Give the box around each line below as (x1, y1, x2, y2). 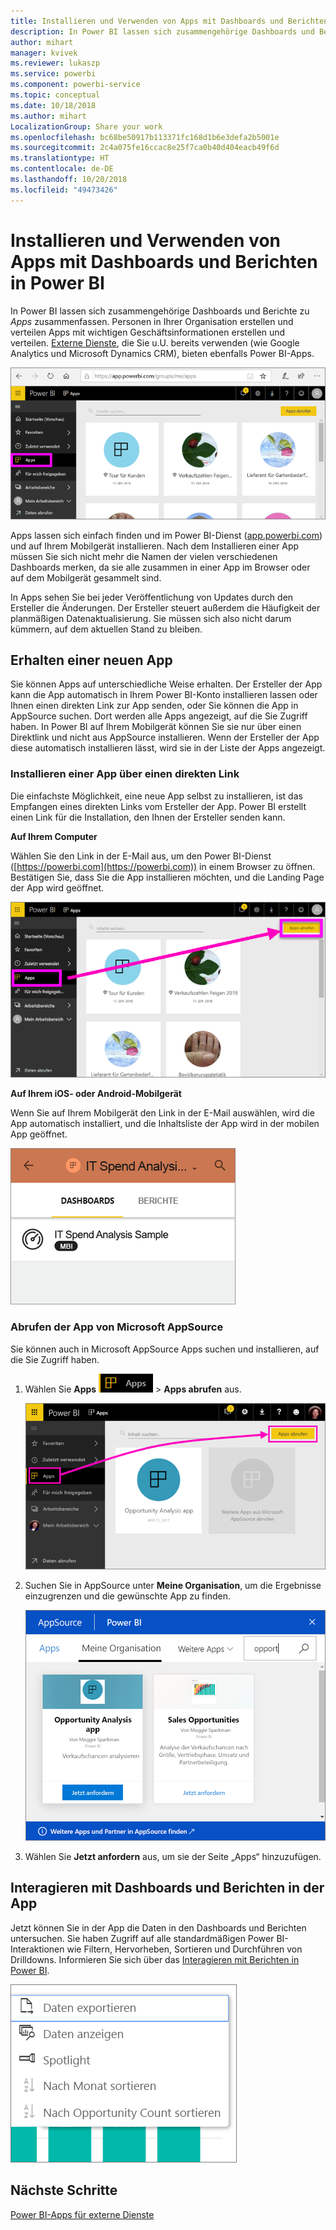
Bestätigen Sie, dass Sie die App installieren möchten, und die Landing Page (10, 871, 325, 883)
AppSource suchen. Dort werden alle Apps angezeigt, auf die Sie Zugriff (10, 710, 308, 722)
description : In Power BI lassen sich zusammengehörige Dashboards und (10, 26, 315, 37)
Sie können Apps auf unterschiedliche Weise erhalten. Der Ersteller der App (10, 678, 323, 690)
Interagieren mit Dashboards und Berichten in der (10, 1880, 325, 1897)
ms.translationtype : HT (10, 153, 110, 164)
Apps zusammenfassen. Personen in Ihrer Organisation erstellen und (10, 315, 294, 327)
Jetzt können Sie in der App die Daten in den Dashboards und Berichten (10, 1921, 307, 1934)
